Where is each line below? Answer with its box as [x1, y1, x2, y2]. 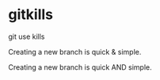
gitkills [8, 6, 54, 24]
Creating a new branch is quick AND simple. [8, 62, 152, 72]
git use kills [8, 32, 45, 41]
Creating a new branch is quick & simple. [8, 47, 142, 56]
